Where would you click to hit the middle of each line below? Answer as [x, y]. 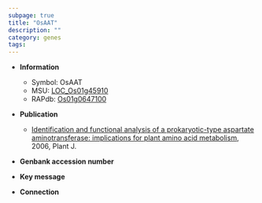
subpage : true [31, 15]
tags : [17, 45]
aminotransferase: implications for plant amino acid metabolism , [135, 138]
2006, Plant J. [54, 146]
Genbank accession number [66, 161]
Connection [39, 192]
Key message [42, 177]
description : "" [35, 30]
